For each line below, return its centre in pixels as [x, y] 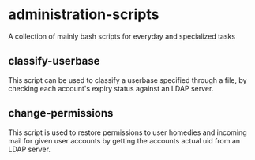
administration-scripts [84, 15]
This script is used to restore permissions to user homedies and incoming [127, 132]
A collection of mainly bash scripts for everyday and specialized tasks [122, 36]
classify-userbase [54, 61]
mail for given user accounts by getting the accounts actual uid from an [124, 140]
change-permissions [61, 113]
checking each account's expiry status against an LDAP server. [111, 88]
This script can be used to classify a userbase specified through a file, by [127, 80]
